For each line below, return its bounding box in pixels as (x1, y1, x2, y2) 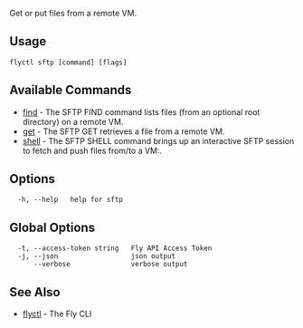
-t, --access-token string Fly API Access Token (17, 244, 213, 253)
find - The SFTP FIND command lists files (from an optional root (22, 106, 260, 117)
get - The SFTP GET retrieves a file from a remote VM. (22, 126, 225, 137)
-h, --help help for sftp (17, 195, 124, 205)
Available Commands (9, 82, 132, 98)
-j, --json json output (17, 252, 176, 261)
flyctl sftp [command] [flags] (9, 58, 128, 67)
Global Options (9, 219, 96, 235)
